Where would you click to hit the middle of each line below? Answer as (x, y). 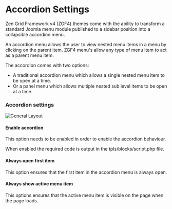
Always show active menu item (39, 184)
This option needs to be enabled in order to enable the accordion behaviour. (86, 139)
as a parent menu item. (30, 55)
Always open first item (30, 161)
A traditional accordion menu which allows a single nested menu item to (89, 75)
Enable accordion (24, 128)
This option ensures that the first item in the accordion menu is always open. (86, 172)
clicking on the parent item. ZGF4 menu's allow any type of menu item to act (86, 50)
